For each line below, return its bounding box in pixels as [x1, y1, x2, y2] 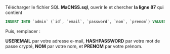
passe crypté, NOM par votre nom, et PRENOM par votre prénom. [5, 43, 143, 49]
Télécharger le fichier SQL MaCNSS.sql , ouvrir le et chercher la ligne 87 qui [5, 4, 164, 10]
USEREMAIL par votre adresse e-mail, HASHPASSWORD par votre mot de [5, 37, 160, 44]
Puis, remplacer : [5, 28, 40, 34]
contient [5, 9, 23, 15]
